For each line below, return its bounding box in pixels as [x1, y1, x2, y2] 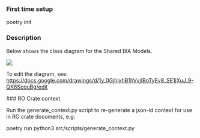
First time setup [6, 5, 53, 13]
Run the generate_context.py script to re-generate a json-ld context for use [6, 106, 193, 113]
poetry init [6, 19, 32, 26]
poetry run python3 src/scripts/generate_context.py [6, 124, 135, 131]
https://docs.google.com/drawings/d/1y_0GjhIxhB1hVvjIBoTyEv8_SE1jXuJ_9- [6, 77, 194, 84]
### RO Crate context [6, 95, 61, 102]
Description [6, 34, 41, 42]
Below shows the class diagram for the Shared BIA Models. [6, 47, 153, 54]
